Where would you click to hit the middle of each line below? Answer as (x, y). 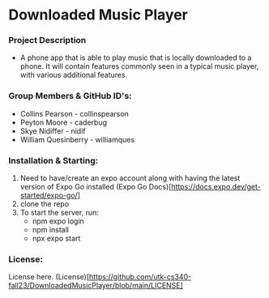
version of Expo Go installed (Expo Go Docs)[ (96, 187)
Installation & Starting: (53, 160)
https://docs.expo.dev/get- (216, 187)
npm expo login (58, 221)
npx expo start (56, 238)
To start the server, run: (59, 213)
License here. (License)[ (49, 277)
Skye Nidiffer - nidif (53, 130)
